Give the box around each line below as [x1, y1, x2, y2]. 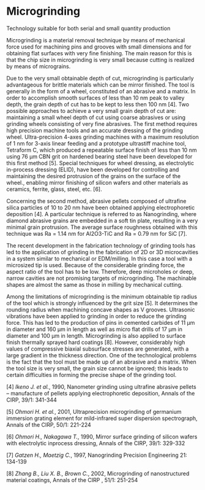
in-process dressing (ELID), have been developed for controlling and [6, 166, 179, 173]
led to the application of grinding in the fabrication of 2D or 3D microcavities [6, 248, 199, 255]
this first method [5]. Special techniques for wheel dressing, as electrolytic [6, 159, 195, 166]
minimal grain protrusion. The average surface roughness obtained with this [6, 223, 198, 231]
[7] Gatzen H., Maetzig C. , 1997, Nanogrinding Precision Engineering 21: [6, 451, 188, 459]
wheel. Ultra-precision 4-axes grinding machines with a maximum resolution [6, 133, 199, 141]
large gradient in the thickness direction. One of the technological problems [6, 351, 197, 359]
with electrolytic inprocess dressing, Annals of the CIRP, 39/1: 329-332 [6, 439, 185, 446]
